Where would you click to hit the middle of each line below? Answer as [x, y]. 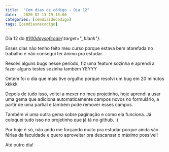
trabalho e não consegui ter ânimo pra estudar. [54, 54]
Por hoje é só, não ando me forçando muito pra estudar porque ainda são [82, 130]
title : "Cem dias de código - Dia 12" [47, 10]
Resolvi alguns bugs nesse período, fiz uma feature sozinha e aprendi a [80, 63]
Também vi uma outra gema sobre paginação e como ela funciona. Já [78, 115]
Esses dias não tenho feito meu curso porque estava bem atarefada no [79, 48]
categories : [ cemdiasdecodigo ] [38, 19]
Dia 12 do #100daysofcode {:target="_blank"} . [53, 39]
